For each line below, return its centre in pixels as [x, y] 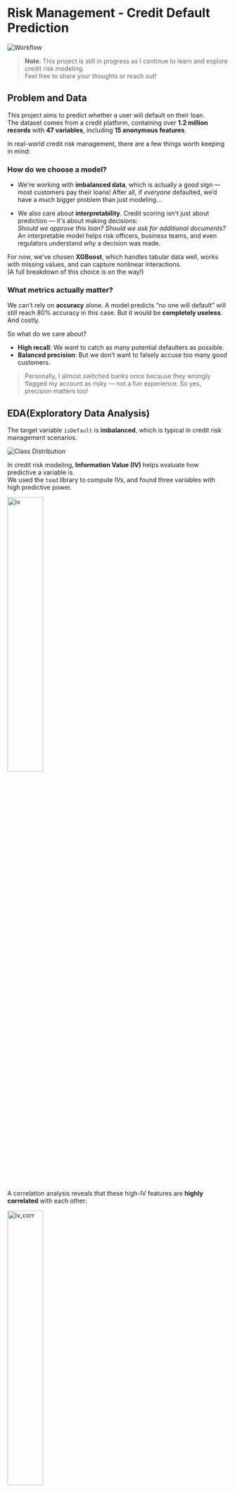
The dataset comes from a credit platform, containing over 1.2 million [108, 122]
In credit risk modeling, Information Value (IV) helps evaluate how [103, 465]
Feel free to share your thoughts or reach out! [90, 76]
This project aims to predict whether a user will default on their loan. [106, 115]
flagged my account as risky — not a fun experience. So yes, [113, 384]
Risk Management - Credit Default [109, 13]
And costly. [24, 320]
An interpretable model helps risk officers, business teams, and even [117, 236]
